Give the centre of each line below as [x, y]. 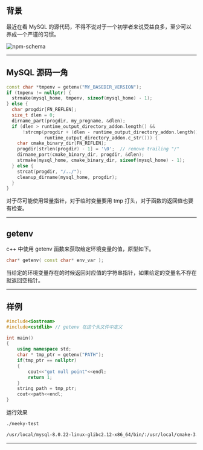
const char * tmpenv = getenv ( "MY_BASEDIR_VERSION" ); [74, 87]
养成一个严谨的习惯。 [33, 34]
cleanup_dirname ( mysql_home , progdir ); [67, 177]
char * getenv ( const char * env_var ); [55, 260]
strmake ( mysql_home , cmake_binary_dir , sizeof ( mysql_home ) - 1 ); [101, 160]
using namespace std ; [44, 349]
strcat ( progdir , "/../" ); [50, 172]
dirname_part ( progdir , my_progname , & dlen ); [69, 121]
